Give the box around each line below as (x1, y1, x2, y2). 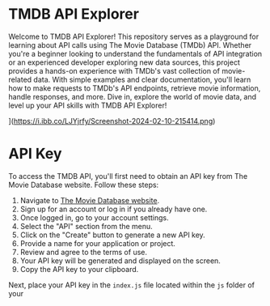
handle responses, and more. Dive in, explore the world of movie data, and (8, 91, 257, 101)
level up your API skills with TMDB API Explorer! (8, 100, 167, 110)
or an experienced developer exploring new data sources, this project (8, 57, 240, 67)
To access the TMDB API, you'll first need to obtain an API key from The (8, 171, 248, 181)
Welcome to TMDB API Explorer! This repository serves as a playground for (8, 32, 259, 41)
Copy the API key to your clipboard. (19, 264, 139, 274)
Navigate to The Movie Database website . (19, 195, 160, 205)
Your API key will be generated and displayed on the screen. (19, 256, 221, 266)
